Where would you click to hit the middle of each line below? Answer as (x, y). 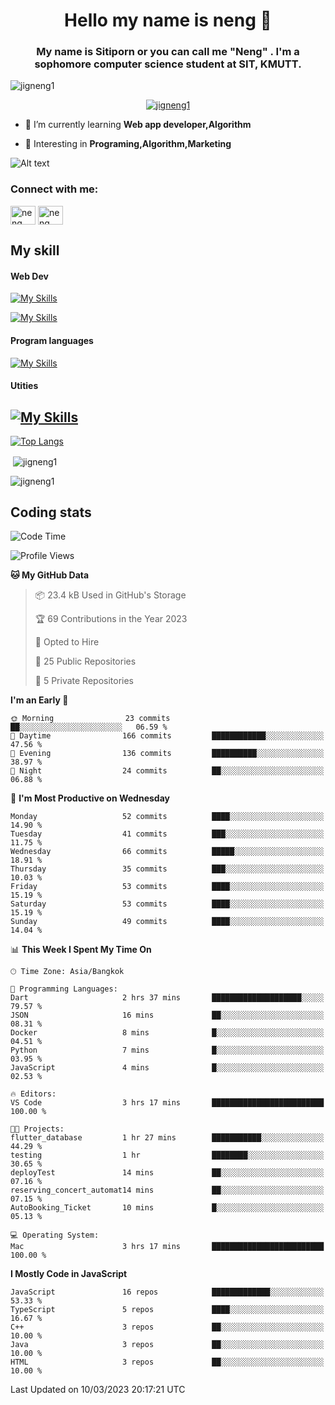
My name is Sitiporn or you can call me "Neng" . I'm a (168, 52)
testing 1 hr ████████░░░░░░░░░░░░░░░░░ (167, 1155)
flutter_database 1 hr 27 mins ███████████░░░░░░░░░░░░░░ (167, 1138)
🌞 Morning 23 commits (90, 719)
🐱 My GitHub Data (50, 575)
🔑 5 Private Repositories (84, 681)
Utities (24, 386)
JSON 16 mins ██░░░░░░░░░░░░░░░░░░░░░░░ (167, 1015)
